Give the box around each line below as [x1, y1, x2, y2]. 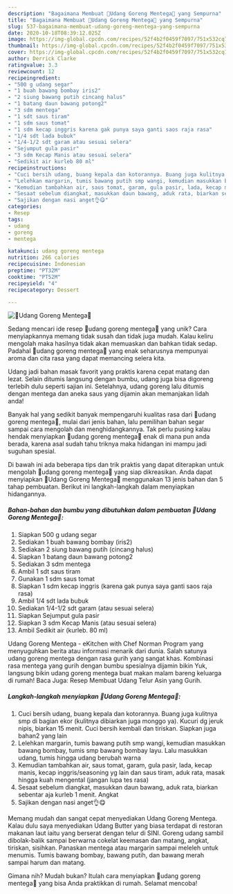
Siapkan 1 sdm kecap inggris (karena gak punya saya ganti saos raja [17, 582, 213, 590]
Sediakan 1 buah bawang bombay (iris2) [17, 538, 133, 547]
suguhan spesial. [8, 447, 57, 455]
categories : [8, 203, 42, 210]
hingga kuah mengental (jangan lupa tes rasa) [17, 776, 149, 784]
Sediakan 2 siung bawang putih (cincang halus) [17, 545, 154, 554]
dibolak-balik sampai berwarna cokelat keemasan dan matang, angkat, [8, 837, 209, 845]
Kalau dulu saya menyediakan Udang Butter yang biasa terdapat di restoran [8, 821, 223, 830]
